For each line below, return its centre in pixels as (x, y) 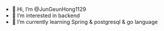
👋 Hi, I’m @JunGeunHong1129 (49, 9)
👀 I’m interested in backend (46, 15)
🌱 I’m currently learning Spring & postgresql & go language (85, 22)
